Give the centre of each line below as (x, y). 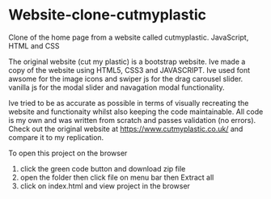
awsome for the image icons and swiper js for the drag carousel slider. (126, 78)
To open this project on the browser (68, 153)
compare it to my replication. (56, 137)
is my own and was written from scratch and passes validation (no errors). (132, 120)
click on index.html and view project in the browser (105, 186)
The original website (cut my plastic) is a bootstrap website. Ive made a (127, 61)
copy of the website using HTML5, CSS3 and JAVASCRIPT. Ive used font (129, 70)
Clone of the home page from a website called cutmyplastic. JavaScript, (129, 37)
